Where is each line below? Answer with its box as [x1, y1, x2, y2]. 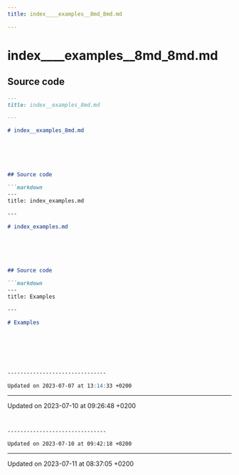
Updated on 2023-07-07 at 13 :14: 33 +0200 [7, 382, 132, 389]
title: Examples [7, 293, 55, 300]
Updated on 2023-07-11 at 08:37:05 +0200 [7, 459, 134, 468]
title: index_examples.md [7, 197, 84, 204]
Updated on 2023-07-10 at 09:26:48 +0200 [7, 402, 137, 410]
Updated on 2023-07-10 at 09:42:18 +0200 [7, 440, 132, 448]
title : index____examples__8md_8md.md [7, 10, 122, 18]
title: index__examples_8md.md [7, 101, 100, 108]
